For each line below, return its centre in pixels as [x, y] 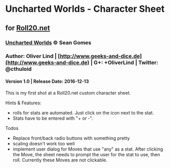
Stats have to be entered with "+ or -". [53, 118]
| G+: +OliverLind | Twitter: [124, 63]
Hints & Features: [24, 103]
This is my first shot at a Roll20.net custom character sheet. [68, 92]
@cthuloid [18, 69]
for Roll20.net [28, 28]
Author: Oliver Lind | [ [33, 56]
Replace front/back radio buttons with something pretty [71, 138]
